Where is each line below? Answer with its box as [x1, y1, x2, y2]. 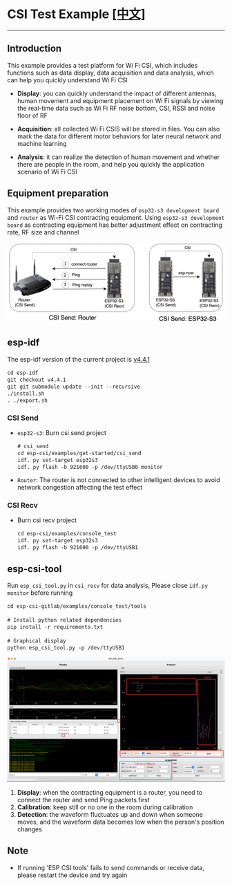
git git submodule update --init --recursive [7, 383, 140, 390]
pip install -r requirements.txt [7, 624, 104, 631]
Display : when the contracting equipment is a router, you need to [17, 788, 203, 796]
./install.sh [7, 390, 45, 397]
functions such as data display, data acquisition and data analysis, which [7, 68, 214, 77]
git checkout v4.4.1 [7, 376, 67, 383]
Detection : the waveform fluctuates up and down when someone [17, 810, 204, 818]
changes [17, 824, 43, 833]
